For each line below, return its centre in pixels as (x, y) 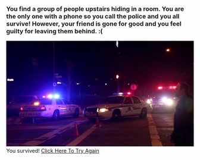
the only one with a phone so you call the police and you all (93, 16)
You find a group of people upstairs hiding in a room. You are (95, 9)
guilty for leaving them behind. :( (54, 31)
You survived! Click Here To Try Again (53, 150)
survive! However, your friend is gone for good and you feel (94, 24)
